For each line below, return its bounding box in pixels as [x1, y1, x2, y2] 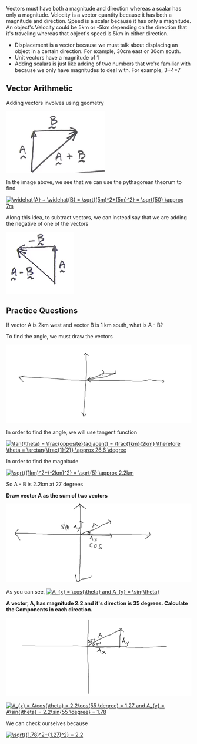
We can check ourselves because [6, 719, 88, 727]
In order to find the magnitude [6, 458, 79, 465]
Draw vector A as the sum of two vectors [6, 492, 108, 499]
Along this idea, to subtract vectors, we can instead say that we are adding [6, 213, 187, 220]
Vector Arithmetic [6, 84, 74, 94]
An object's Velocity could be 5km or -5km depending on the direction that [6, 24, 188, 31]
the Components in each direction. [6, 605, 93, 613]
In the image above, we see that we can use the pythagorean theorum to [6, 178, 182, 185]
